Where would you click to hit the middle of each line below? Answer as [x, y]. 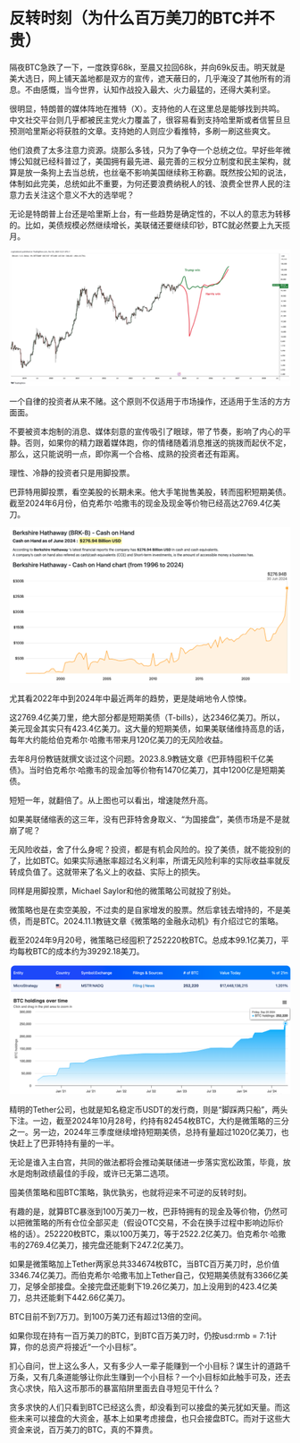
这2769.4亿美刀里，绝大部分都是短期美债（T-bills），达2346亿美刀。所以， [147, 717]
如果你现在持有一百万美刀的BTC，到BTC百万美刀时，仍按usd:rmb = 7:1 [139, 1336]
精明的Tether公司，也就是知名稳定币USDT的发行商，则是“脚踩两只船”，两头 [149, 1109]
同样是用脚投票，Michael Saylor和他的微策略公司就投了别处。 [123, 891]
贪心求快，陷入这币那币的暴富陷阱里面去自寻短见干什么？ [115, 1387]
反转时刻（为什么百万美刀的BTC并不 [142, 18]
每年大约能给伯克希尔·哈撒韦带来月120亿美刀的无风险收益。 [119, 739]
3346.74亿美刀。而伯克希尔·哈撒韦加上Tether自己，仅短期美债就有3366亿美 [149, 1275]
